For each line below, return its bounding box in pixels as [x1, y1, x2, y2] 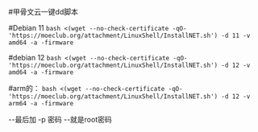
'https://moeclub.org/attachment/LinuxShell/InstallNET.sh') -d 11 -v [8, 31, 251, 39]
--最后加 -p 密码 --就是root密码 [8, 115, 112, 124]
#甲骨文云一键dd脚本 [8, 7, 79, 16]
